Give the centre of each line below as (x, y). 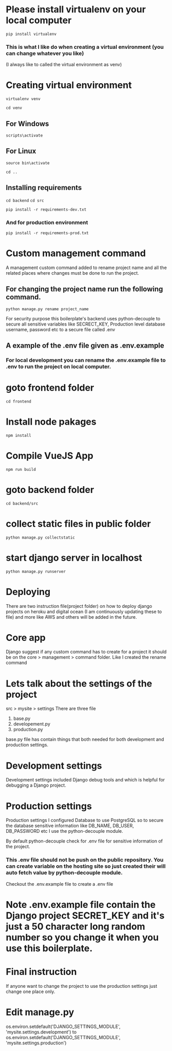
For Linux (21, 151)
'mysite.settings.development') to (41, 1032)
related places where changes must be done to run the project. (72, 273)
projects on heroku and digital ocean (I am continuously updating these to (84, 612)
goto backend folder (50, 490)
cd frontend (18, 402)
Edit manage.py (40, 1012)
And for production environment (47, 222)
